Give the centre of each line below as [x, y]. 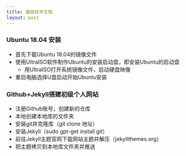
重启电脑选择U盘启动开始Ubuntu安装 [61, 77]
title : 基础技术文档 [29, 12]
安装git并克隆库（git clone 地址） [57, 124]
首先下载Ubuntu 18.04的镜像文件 [56, 54]
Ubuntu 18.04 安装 [34, 40]
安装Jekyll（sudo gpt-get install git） [61, 132]
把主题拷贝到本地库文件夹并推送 [55, 147]
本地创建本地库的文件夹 [44, 117]
